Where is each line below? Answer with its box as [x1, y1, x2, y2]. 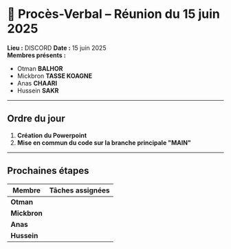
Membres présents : [7, 51, 67, 59]
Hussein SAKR [16, 86, 59, 94]
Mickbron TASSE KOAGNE [16, 72, 93, 80]
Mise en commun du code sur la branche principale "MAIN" [16, 138, 191, 147]
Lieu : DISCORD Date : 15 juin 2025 [7, 43, 107, 52]
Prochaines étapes [7, 165, 89, 177]
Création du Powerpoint [16, 131, 87, 139]
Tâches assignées [49, 186, 110, 195]
